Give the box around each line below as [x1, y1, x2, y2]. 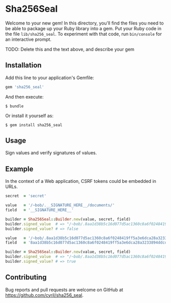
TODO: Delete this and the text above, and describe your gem [5, 46, 135, 52]
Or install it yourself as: [5, 112, 53, 119]
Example [5, 165, 34, 173]
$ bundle [5, 103, 24, 109]
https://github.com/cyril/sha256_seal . [5, 292, 84, 298]
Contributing [5, 273, 47, 282]
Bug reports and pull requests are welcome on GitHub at [5, 287, 124, 293]
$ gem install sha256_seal [5, 122, 63, 128]
